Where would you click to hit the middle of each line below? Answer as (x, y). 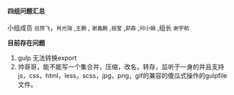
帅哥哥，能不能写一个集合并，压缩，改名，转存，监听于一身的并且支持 (121, 67)
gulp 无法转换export (47, 58)
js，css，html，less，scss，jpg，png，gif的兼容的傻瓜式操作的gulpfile (122, 76)
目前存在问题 (26, 43)
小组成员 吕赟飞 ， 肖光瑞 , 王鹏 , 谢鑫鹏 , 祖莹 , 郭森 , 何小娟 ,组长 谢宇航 (98, 28)
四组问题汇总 (26, 11)
